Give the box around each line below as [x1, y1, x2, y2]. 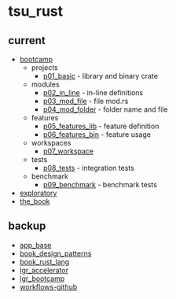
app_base [19, 240, 52, 249]
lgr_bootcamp [19, 274, 65, 283]
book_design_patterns [19, 249, 92, 258]
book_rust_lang [19, 257, 70, 266]
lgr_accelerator [19, 265, 69, 275]
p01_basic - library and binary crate [42, 72, 159, 80]
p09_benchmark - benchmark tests [42, 180, 157, 189]
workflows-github [19, 282, 78, 291]
